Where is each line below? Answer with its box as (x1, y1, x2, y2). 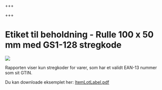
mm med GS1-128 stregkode (5, 39, 122, 51)
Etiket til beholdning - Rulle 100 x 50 (5, 29, 154, 40)
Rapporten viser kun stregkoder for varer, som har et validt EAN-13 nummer (5, 64, 157, 71)
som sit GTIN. (5, 70, 33, 75)
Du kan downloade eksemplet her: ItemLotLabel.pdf (5, 79, 109, 85)
